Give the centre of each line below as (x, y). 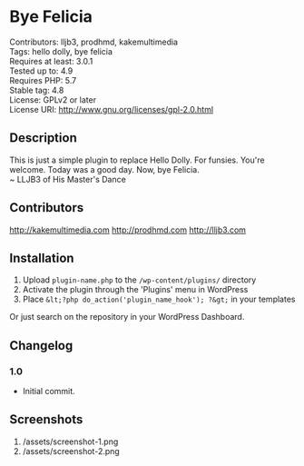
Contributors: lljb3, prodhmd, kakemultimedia (94, 42)
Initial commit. (49, 392)
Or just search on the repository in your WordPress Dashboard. (127, 317)
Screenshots (46, 420)
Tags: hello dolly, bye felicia (61, 51)
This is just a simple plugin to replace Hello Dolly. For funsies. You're (137, 160)
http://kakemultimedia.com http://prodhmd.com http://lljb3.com (128, 230)
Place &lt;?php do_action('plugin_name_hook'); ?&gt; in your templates (159, 299)
